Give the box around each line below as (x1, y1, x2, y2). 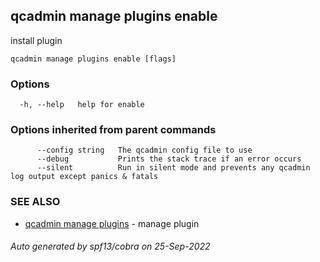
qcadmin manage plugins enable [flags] (10, 54, 177, 64)
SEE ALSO (10, 195, 61, 209)
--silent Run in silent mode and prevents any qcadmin (36, 163, 311, 173)
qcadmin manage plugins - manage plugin (24, 217, 200, 229)
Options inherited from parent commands (10, 123, 217, 137)
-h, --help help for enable (19, 100, 145, 110)
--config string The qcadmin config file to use (36, 145, 253, 156)
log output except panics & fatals (10, 172, 159, 182)
